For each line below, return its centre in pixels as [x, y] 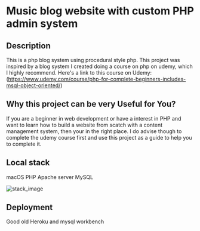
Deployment [30, 207]
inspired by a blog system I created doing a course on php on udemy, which [99, 66]
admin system [42, 24]
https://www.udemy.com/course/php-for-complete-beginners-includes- [97, 79]
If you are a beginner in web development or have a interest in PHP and [94, 118]
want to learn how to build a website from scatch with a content [84, 125]
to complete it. [24, 144]
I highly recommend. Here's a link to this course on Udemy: [79, 73]
